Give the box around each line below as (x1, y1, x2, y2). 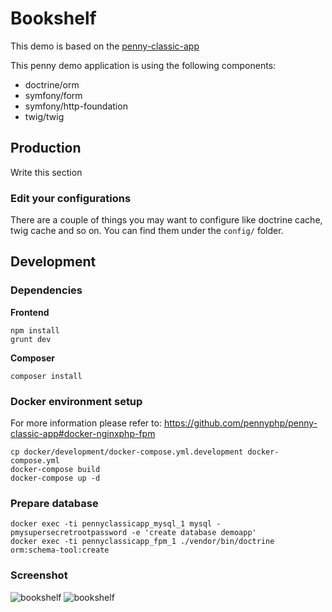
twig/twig (24, 110, 65, 122)
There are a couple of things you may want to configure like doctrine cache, (10, 214, 323, 226)
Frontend (10, 306, 50, 318)
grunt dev (10, 334, 52, 344)
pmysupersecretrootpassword (10, 528, 128, 538)
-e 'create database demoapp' (131, 528, 257, 538)
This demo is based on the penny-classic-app (10, 40, 200, 52)
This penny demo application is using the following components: (10, 59, 277, 71)
